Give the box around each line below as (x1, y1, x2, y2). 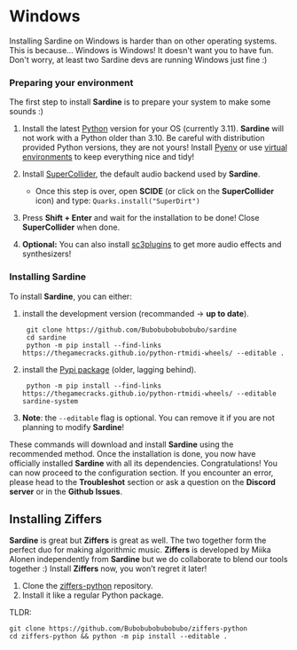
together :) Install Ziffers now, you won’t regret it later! (9, 563, 207, 574)
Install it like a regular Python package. (21, 590, 164, 600)
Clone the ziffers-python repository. (21, 581, 153, 591)
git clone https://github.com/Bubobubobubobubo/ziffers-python (9, 624, 248, 633)
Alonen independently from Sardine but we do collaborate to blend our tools (9, 554, 288, 565)
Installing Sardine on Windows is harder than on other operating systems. (9, 35, 277, 46)
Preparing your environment (9, 76, 134, 89)
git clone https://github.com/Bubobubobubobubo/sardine (26, 325, 238, 334)
